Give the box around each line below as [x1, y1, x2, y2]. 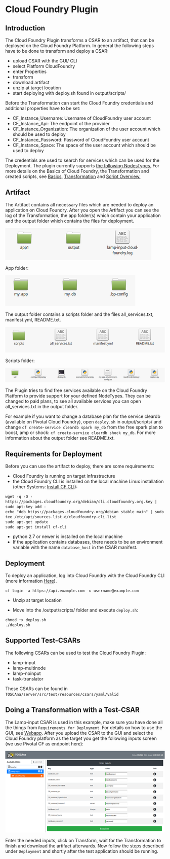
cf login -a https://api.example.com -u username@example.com [5, 588, 139, 593]
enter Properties [12, 68, 47, 75]
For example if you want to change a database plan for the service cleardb [5, 413, 160, 419]
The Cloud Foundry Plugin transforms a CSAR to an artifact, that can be [5, 37, 154, 43]
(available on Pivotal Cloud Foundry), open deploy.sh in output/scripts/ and [5, 419, 162, 425]
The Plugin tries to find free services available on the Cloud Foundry [5, 387, 148, 393]
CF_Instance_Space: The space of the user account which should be [12, 142, 156, 148]
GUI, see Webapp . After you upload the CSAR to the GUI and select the [5, 730, 153, 736]
